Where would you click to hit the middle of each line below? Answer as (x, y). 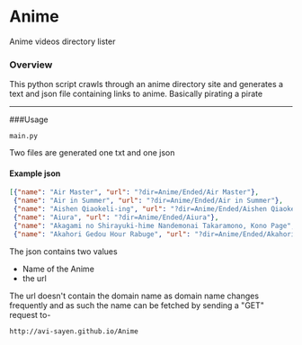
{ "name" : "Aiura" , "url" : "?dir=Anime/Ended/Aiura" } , (116, 217)
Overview (31, 65)
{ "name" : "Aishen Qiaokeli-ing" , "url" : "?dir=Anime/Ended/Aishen (140, 209)
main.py (24, 137)
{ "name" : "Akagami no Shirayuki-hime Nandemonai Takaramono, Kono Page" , (154, 226)
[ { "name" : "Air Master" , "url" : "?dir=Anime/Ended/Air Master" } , (134, 192)
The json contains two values (64, 251)
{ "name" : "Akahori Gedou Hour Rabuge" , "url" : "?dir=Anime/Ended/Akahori (154, 234)
